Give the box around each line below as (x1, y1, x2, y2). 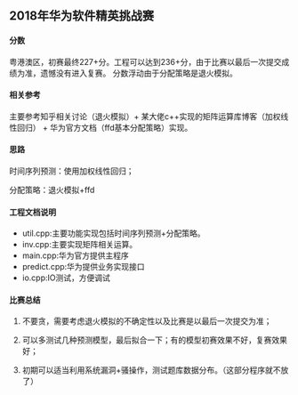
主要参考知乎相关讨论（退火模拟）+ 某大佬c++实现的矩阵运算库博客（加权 (9, 110, 281, 122)
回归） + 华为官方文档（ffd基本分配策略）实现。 (16, 122, 193, 133)
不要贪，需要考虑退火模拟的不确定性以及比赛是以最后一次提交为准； (21, 316, 272, 326)
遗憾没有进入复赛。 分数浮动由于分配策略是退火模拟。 (39, 68, 238, 78)
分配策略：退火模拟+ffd (9, 185, 95, 195)
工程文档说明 (9, 206, 56, 217)
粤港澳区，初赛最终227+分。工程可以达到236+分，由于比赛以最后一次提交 (9, 56, 282, 67)
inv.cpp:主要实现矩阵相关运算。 (21, 239, 138, 250)
